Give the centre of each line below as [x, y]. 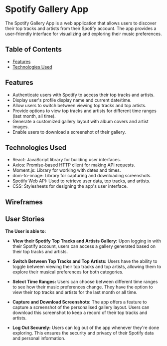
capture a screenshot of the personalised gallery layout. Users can [81, 307]
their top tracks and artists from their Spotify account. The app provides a [81, 28]
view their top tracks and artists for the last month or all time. [75, 292]
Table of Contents [34, 49]
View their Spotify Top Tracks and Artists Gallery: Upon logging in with [86, 241]
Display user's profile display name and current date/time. [72, 100]
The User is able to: [26, 231]
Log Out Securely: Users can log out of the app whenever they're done [86, 327]
